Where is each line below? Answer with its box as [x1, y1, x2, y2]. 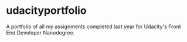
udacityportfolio [6, 4, 87, 17]
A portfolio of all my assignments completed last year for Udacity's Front [6, 23, 181, 30]
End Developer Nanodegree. [6, 29, 75, 36]
